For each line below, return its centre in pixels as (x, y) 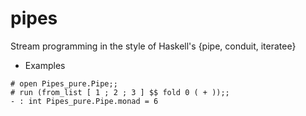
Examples (45, 65)
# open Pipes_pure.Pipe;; (64, 83)
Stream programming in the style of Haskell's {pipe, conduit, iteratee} (153, 46)
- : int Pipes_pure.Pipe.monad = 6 (84, 101)
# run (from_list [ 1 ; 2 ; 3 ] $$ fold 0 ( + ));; (120, 92)
